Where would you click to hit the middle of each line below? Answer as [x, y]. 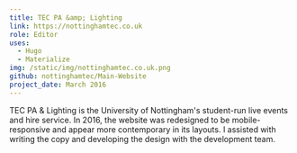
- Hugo [30, 51]
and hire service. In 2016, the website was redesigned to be [120, 120]
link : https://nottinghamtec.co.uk [76, 26]
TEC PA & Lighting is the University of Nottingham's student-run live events [149, 110]
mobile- [246, 120]
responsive [30, 129]
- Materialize [44, 59]
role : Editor [34, 34]
